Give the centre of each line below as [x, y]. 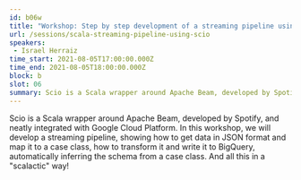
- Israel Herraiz [45, 51]
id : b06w [26, 17]
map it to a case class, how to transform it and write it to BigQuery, [132, 146]
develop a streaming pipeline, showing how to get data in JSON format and [148, 137]
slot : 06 [26, 84]
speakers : [28, 43]
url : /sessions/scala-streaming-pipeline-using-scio [110, 34]
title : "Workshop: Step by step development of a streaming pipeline [142, 26]
